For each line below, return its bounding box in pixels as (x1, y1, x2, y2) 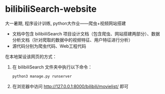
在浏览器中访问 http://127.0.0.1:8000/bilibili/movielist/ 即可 (12, 83, 129, 89)
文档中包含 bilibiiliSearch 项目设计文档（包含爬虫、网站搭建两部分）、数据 (12, 31, 161, 36)
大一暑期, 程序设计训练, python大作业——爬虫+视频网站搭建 (5, 20, 126, 26)
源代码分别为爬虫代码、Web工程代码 (12, 43, 86, 49)
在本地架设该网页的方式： (5, 53, 57, 60)
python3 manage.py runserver (12, 74, 72, 79)
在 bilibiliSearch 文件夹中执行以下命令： (12, 64, 92, 70)
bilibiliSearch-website (5, 3, 97, 15)
